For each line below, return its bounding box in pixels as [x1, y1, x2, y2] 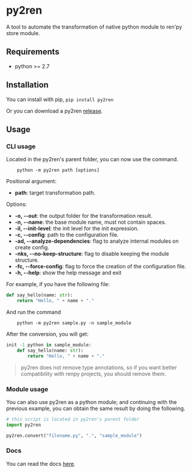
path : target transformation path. [14, 189, 96, 196]
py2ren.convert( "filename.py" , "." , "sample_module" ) [6, 433, 143, 438]
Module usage [6, 385, 49, 393]
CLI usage [6, 142, 36, 151]
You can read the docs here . [6, 460, 75, 467]
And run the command [6, 309, 61, 315]
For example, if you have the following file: [6, 281, 110, 288]
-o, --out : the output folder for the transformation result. [14, 212, 153, 220]
